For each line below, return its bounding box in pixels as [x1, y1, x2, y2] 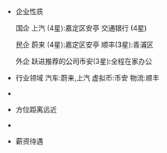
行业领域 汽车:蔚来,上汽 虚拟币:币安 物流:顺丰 [15, 73, 160, 82]
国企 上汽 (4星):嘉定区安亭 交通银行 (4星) [15, 23, 147, 33]
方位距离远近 [15, 105, 57, 114]
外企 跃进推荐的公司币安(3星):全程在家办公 [15, 57, 152, 66]
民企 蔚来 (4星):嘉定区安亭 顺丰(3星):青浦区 [15, 40, 154, 49]
